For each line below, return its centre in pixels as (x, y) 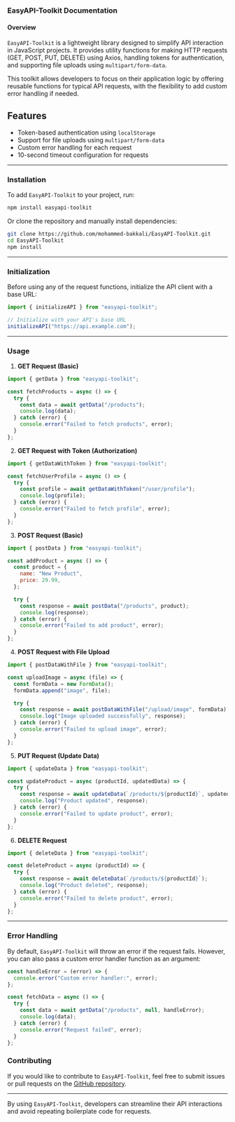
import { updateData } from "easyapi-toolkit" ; (78, 769)
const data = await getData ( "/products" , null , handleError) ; (112, 1011)
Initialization (29, 271)
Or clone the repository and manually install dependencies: (92, 221)
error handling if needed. (43, 94)
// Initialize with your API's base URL (67, 320)
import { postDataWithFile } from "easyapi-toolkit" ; (87, 665)
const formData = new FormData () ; (64, 684)
